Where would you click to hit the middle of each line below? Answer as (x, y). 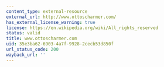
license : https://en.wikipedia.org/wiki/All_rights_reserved (82, 28)
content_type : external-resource (47, 11)
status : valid (23, 33)
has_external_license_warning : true (51, 22)
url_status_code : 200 (33, 50)
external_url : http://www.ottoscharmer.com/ (61, 17)
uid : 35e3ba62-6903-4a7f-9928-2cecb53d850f (60, 44)
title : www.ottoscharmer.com (42, 38)
